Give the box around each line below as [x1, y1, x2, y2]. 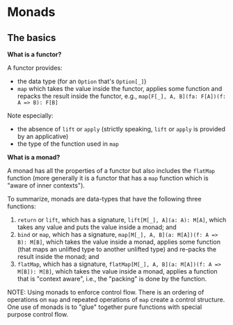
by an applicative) [17, 133, 69, 140]
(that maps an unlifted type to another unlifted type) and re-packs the [17, 245, 217, 253]
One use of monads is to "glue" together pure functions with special [7, 303, 202, 311]
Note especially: [7, 112, 54, 119]
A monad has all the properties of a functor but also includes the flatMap [7, 167, 216, 174]
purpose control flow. [7, 310, 68, 318]
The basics [7, 32, 56, 44]
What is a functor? [7, 50, 62, 58]
